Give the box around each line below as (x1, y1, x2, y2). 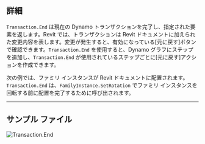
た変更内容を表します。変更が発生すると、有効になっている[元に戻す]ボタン (6, 38, 196, 46)
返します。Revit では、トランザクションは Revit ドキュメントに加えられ (16, 30, 196, 38)
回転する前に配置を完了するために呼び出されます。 (6, 89, 134, 96)
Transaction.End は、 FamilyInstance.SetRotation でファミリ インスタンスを (6, 81, 198, 89)
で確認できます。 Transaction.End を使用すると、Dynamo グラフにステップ (6, 46, 194, 53)
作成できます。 (22, 61, 60, 68)
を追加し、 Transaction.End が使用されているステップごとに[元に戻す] (6, 53, 181, 61)
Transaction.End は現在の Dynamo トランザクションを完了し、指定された (6, 23, 190, 30)
